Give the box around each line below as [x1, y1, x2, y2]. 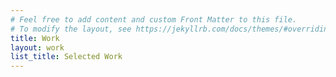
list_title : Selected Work [10, 52, 123, 62]
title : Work [10, 33, 60, 43]
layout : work [10, 42, 65, 53]
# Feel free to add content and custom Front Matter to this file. [10, 14, 298, 25]
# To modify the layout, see [10, 24, 132, 34]
